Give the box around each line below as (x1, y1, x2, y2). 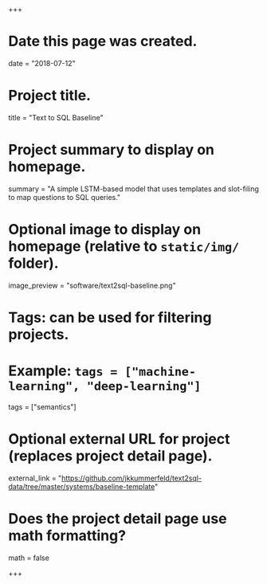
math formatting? (8, 527, 126, 544)
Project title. (8, 87, 92, 104)
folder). (8, 254, 59, 272)
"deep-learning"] (86, 379, 202, 394)
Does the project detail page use (8, 510, 227, 527)
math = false (8, 553, 49, 562)
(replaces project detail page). (8, 447, 213, 465)
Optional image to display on (8, 221, 202, 238)
